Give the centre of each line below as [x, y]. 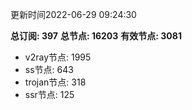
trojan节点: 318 [55, 82]
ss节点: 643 [49, 69]
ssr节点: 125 [49, 94]
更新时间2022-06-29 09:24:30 [73, 14]
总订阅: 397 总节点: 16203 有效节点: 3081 [96, 36]
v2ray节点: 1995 [58, 57]
